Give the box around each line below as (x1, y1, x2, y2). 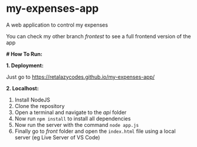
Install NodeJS (14, 96, 51, 103)
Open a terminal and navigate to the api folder (14, 109, 127, 116)
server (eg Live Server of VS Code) (14, 133, 100, 141)
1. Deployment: (6, 61, 44, 69)
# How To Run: (6, 50, 42, 57)
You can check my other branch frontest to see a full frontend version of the (6, 32, 191, 40)
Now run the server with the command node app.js (14, 121, 139, 128)
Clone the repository (14, 102, 65, 109)
